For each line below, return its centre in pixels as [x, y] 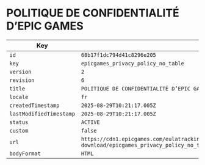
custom [19, 130]
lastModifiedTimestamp [42, 114]
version [20, 71]
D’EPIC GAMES [45, 26]
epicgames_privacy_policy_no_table [132, 63]
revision [22, 80]
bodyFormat [25, 153]
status [19, 122]
